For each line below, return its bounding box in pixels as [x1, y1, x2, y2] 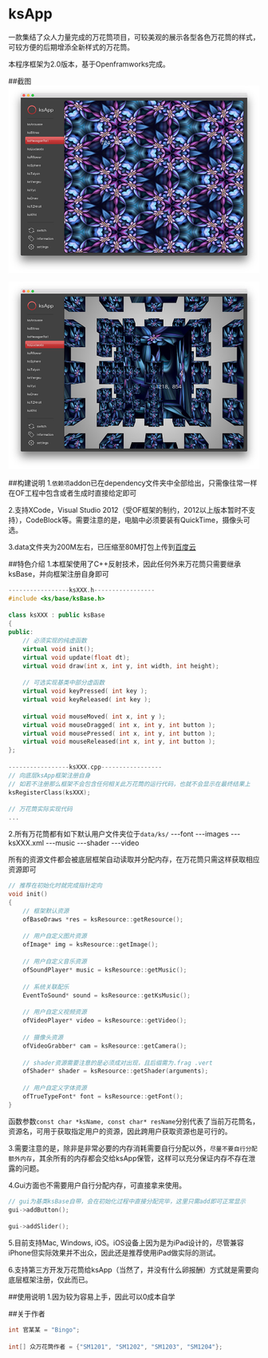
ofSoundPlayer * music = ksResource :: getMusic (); [22, 965, 187, 974]
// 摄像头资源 [22, 1033, 64, 1041]
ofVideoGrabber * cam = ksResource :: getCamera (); [22, 1041, 187, 1050]
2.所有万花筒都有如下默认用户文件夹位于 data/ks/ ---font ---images [8, 829, 230, 839]
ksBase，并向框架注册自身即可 [8, 569, 109, 578]
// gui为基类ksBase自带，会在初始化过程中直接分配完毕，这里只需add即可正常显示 [8, 1197, 246, 1205]
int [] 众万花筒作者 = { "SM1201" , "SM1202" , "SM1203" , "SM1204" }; [8, 1343, 223, 1351]
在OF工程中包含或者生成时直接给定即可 [8, 488, 137, 497]
